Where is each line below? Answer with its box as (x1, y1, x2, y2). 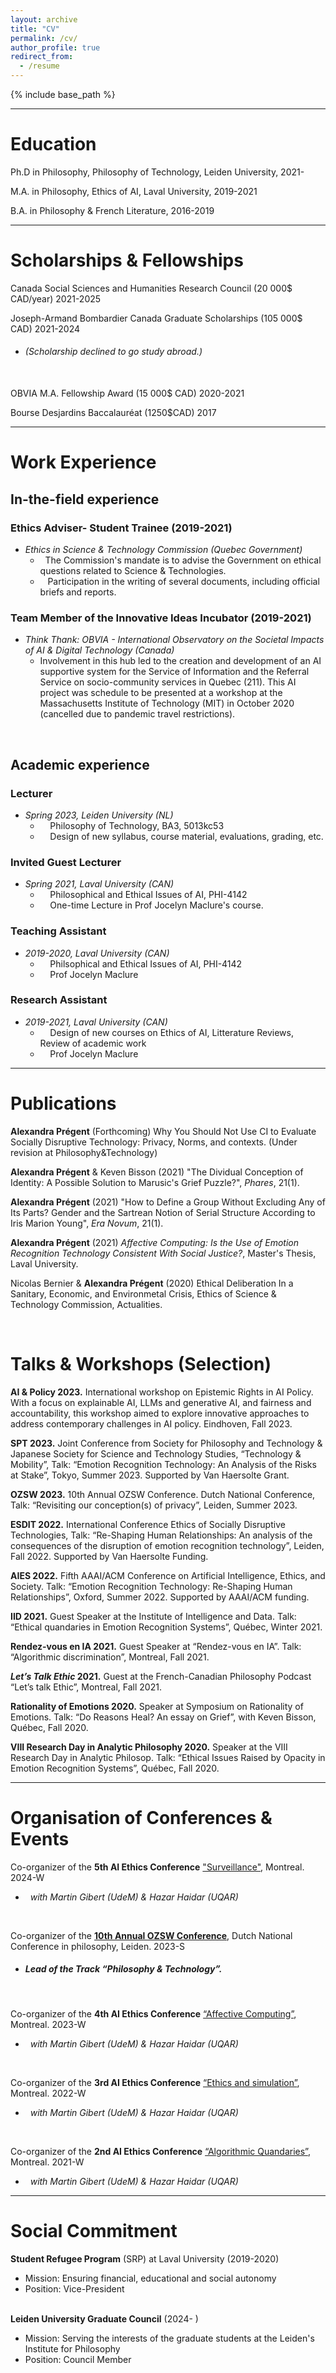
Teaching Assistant (10, 924, 107, 938)
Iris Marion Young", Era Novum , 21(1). (10, 1217, 164, 1229)
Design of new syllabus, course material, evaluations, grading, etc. (49, 830, 324, 842)
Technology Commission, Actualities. (10, 1298, 163, 1310)
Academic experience (10, 756, 150, 773)
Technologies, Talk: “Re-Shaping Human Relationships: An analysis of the (10, 1529, 313, 1541)
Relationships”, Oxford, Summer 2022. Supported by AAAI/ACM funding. (10, 1591, 310, 1603)
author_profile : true (10, 42, 101, 53)
